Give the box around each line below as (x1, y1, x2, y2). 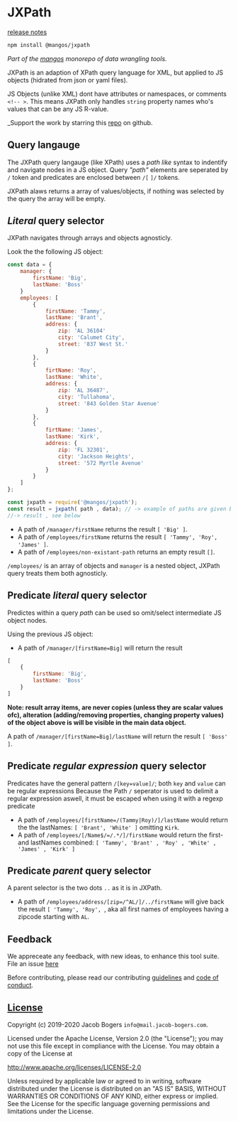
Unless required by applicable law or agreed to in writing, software (7, 1077, 202, 1085)
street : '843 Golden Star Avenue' (57, 399, 160, 407)
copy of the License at (7, 1049, 73, 1058)
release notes (7, 28, 47, 36)
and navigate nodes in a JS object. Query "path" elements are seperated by (7, 165, 229, 174)
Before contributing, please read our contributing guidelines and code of (7, 973, 220, 982)
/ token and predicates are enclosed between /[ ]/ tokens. (7, 173, 181, 181)
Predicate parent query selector (7, 864, 152, 876)
